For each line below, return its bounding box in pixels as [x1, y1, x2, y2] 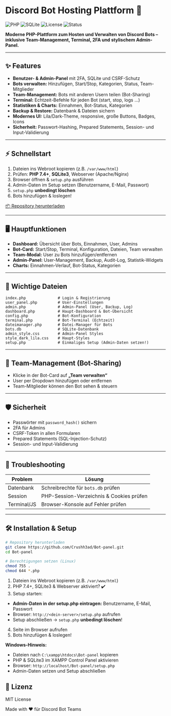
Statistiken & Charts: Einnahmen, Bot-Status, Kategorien [12, 102, 132, 108]
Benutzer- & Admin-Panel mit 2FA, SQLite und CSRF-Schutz [12, 75, 140, 81]
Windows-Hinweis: [5, 642, 47, 648]
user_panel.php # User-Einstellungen [5, 300, 103, 305]
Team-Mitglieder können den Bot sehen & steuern [12, 383, 118, 389]
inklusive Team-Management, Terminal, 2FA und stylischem [5, 37, 135, 43]
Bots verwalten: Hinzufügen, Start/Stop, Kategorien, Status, [12, 80, 139, 87]
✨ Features [5, 62, 41, 70]
